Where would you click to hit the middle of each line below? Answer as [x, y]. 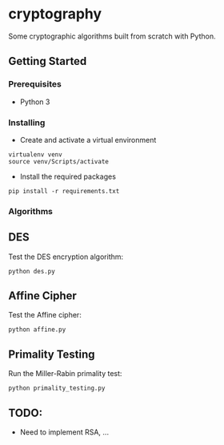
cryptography [55, 14]
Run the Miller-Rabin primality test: [65, 374]
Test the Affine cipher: [45, 315]
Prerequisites [35, 84]
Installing [27, 123]
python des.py [32, 271]
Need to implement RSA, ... [64, 432]
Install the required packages [68, 176]
